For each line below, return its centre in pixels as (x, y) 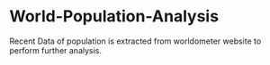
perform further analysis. (55, 50)
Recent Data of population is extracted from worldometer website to (135, 41)
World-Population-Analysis (114, 16)
